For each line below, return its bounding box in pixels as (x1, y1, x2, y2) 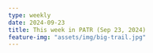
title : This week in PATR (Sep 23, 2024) (8, 26, 147, 34)
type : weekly (8, 11, 51, 19)
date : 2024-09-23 (8, 19, 65, 26)
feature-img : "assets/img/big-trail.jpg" (8, 33, 147, 41)
